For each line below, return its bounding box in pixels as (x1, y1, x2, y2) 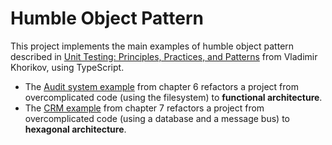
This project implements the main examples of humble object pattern (10, 40, 295, 52)
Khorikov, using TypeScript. (10, 61, 125, 73)
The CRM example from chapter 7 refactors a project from (24, 102, 265, 114)
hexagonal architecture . (24, 123, 127, 135)
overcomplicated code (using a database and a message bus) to (24, 112, 290, 124)
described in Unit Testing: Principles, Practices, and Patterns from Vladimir (10, 50, 318, 62)
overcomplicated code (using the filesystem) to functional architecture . (24, 91, 323, 103)
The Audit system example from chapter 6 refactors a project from (24, 80, 299, 92)
